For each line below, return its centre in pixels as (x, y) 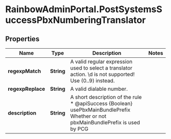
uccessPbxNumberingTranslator (76, 20)
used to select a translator (102, 68)
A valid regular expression (102, 62)
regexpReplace (26, 89)
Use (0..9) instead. (93, 81)
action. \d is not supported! (103, 74)
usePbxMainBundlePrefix (101, 110)
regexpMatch (24, 71)
